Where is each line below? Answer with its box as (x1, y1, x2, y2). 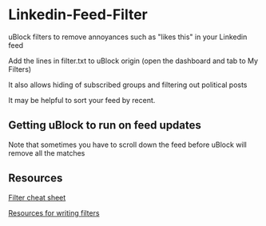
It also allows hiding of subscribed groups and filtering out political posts (8, 80, 248, 89)
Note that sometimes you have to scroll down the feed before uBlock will (8, 140, 248, 149)
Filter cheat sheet (8, 192, 66, 202)
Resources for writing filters (8, 208, 100, 217)
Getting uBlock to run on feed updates (8, 118, 202, 133)
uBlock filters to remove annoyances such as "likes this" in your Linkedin (8, 32, 248, 42)
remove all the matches (8, 148, 85, 157)
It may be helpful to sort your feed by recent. (8, 95, 156, 105)
